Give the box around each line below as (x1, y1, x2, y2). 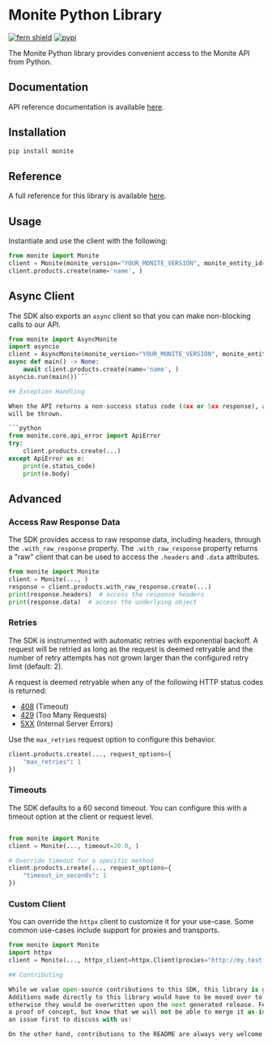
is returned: (8, 686, 47, 695)
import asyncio (8, 342, 60, 351)
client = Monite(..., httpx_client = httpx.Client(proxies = (8, 956, 208, 965)
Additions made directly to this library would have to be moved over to (8, 992, 263, 1001)
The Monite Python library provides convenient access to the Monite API (8, 48, 250, 58)
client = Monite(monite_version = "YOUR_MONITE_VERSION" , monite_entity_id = (8, 259, 266, 267)
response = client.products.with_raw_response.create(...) (8, 583, 212, 591)
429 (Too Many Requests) (19, 710, 108, 720)
